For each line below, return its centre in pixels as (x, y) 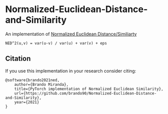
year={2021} (27, 102)
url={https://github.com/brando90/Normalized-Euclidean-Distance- (86, 93)
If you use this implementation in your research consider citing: (71, 71)
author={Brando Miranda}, (42, 84)
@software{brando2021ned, (32, 80)
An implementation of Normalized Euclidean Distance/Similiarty (71, 34)
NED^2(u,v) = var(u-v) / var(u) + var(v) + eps (56, 43)
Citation (18, 59)
